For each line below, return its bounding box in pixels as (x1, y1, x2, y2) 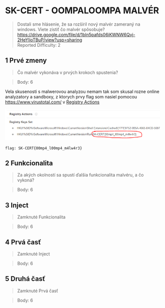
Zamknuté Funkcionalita (17, 214, 66, 220)
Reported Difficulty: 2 (17, 42, 61, 48)
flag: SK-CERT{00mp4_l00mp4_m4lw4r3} (5, 146, 82, 151)
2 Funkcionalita (5, 159, 53, 167)
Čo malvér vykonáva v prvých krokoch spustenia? (17, 69, 118, 75)
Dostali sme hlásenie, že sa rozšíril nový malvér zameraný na (17, 21, 140, 27)
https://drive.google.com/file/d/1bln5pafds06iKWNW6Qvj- (17, 31, 136, 37)
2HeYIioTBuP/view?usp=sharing (17, 37, 82, 43)
